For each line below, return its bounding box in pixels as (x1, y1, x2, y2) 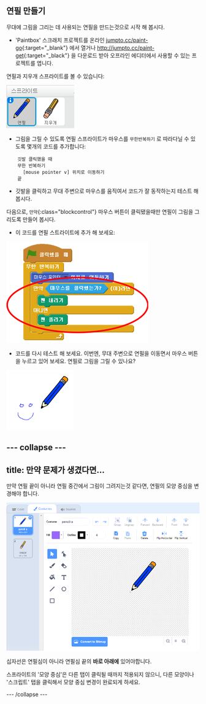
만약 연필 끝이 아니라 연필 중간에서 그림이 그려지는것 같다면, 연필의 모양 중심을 (6, 482, 193, 490)
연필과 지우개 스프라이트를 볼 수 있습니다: (6, 72, 105, 80)
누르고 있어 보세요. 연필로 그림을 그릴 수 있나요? (21, 357, 136, 364)
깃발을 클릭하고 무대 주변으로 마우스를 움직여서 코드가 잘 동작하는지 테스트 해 (15, 187, 199, 195)
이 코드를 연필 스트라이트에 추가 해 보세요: (15, 229, 115, 236)
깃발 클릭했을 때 (17, 156, 53, 162)
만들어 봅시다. (22, 216, 56, 223)
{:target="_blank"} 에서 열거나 (21, 44, 96, 51)
